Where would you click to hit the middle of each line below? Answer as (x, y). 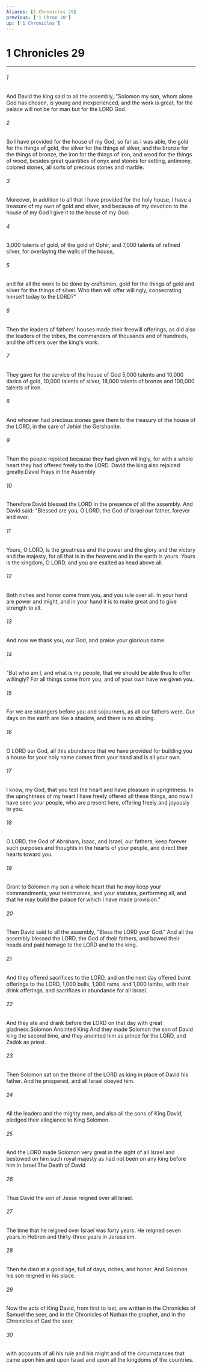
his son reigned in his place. (41, 1275)
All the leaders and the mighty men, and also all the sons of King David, (95, 1114)
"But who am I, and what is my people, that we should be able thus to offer (99, 673)
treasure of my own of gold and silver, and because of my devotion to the (97, 206)
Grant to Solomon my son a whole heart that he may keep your (84, 887)
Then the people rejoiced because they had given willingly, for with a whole (100, 459)
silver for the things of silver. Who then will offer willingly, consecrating (94, 290)
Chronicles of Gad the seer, (40, 1321)
